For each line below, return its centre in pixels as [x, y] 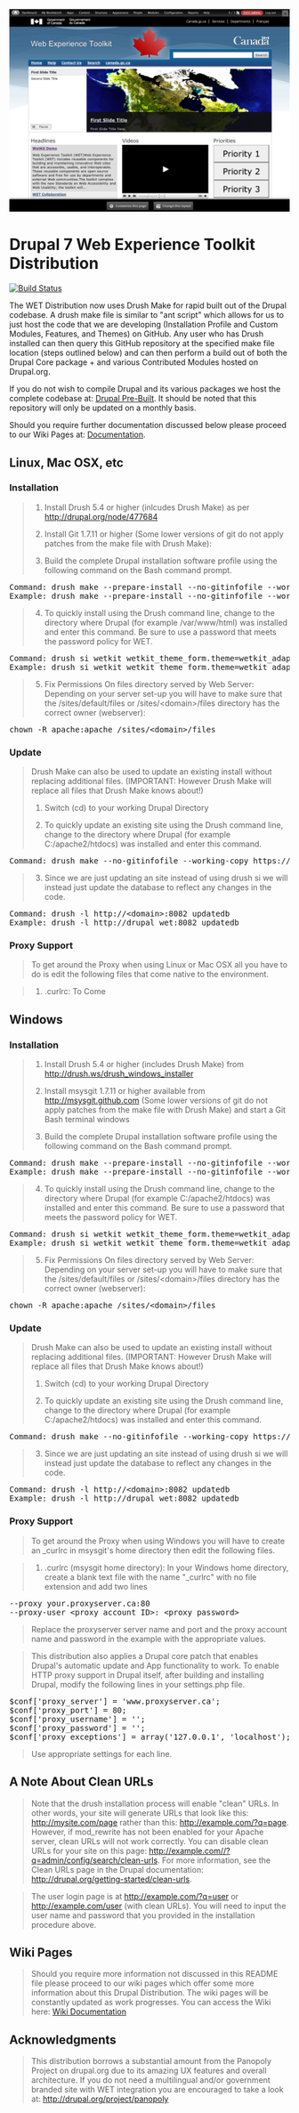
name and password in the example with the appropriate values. [149, 1639]
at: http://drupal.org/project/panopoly [100, 2099]
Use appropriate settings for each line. [101, 1753]
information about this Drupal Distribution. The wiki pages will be [149, 1993]
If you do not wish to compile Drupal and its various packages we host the [145, 389]
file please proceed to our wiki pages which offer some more [142, 1983]
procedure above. [64, 1924]
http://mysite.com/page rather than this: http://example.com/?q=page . [160, 1822]
